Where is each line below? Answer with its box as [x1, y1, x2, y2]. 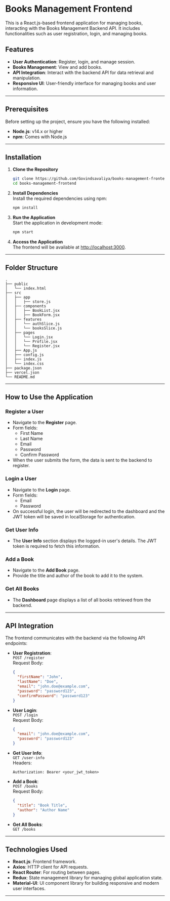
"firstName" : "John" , [17, 674, 63, 680]
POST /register [12, 656, 45, 661]
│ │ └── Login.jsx [5, 335, 53, 340]
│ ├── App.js [5, 348, 37, 353]
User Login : [12, 707, 38, 713]
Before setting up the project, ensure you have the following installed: [5, 118, 150, 125]
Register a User [5, 408, 44, 415]
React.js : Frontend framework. [12, 858, 77, 865]
